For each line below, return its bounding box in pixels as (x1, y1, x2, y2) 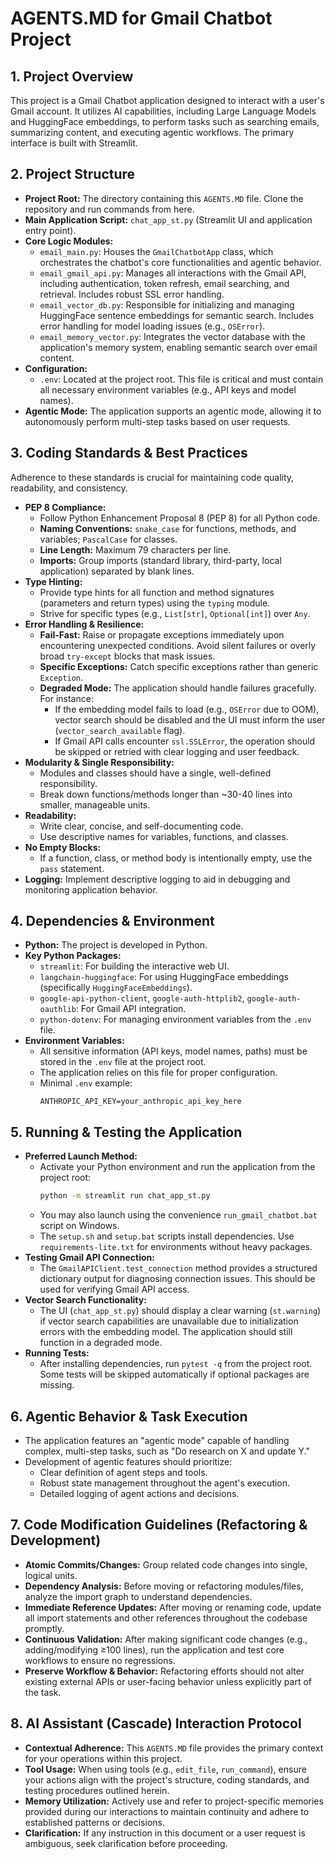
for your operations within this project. (24, 1752, 183, 1764)
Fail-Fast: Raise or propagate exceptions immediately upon (39, 628, 285, 641)
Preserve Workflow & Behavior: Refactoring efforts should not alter (24, 1665, 305, 1677)
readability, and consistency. (10, 482, 128, 494)
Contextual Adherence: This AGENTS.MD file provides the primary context (24, 1742, 324, 1754)
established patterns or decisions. (24, 1816, 165, 1828)
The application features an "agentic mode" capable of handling (24, 1434, 290, 1446)
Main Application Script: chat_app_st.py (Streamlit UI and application (24, 213, 313, 226)
